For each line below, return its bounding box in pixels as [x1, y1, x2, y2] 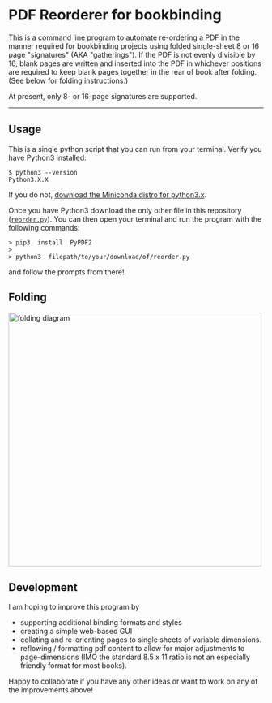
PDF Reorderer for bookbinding [8, 6, 222, 24]
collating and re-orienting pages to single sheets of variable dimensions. [19, 635, 262, 645]
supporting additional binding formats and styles [19, 618, 182, 628]
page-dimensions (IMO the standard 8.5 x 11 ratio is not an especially [19, 652, 251, 662]
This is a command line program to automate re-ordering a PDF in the [8, 32, 240, 42]
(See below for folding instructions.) [8, 75, 129, 85]
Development [8, 580, 79, 594]
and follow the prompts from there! [8, 266, 125, 277]
